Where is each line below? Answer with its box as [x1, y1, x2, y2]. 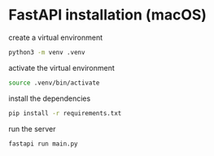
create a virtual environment [8, 32, 103, 42]
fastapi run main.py [8, 140, 79, 148]
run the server [8, 123, 56, 133]
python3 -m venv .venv [8, 48, 85, 56]
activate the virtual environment [8, 63, 116, 72]
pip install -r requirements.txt [8, 109, 122, 117]
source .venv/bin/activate [8, 79, 100, 87]
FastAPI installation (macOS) [8, 6, 207, 24]
